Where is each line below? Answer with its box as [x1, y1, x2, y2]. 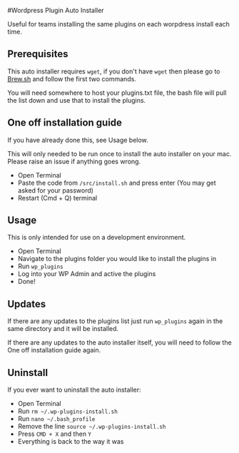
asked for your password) [17, 185, 94, 195]
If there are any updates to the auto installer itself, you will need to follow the [7, 338, 232, 347]
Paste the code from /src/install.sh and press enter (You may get [17, 178, 216, 187]
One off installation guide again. [7, 346, 101, 355]
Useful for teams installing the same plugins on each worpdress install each [7, 20, 230, 28]
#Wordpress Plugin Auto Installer [7, 6, 105, 14]
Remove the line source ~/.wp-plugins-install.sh [17, 422, 166, 431]
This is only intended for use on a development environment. [7, 233, 186, 242]
